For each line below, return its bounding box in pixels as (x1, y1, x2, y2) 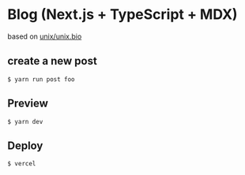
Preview (7, 97, 49, 110)
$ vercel (7, 160, 36, 168)
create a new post (7, 54, 98, 68)
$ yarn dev (7, 117, 43, 125)
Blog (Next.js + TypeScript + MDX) (7, 6, 238, 24)
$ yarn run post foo (7, 75, 76, 84)
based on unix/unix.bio (7, 32, 82, 41)
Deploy (7, 139, 43, 152)
